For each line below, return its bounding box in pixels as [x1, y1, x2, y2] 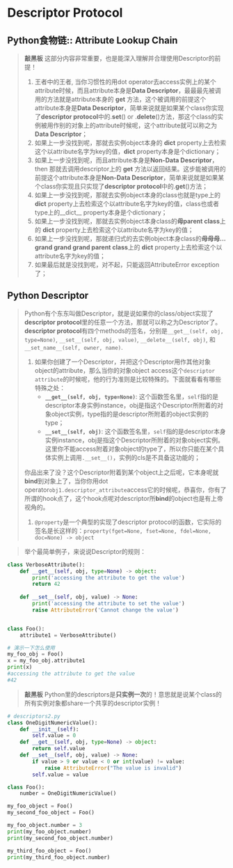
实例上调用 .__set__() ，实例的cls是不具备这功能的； [51, 453, 200, 461]
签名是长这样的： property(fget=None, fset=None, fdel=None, [34, 526, 212, 534]
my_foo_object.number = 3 [7, 822, 82, 829]
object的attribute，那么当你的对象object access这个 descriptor [34, 366, 216, 374]
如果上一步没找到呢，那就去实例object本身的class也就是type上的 [34, 191, 221, 199]
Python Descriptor [7, 290, 89, 302]
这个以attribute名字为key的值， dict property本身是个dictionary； [34, 148, 221, 155]
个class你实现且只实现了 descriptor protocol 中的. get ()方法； [34, 183, 209, 190]
